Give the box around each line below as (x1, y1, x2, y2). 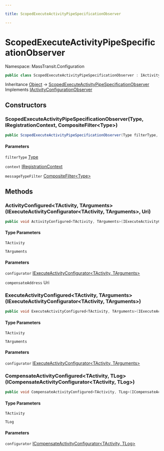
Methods (5, 187, 33, 195)
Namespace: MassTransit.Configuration (5, 63, 84, 69)
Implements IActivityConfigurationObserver (5, 86, 93, 93)
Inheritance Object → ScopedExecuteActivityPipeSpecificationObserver (5, 82, 150, 87)
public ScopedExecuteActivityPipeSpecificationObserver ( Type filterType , (5, 133, 159, 138)
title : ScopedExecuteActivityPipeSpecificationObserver (5, 11, 121, 16)
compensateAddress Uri (5, 279, 50, 286)
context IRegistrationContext (5, 164, 63, 170)
